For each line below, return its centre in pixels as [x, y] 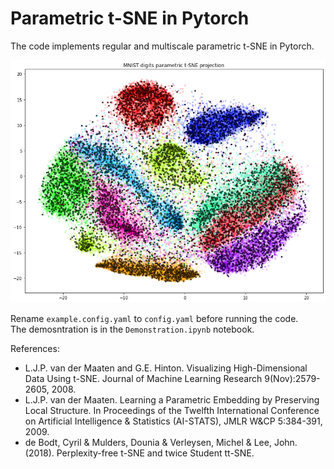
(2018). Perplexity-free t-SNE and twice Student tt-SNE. [139, 453]
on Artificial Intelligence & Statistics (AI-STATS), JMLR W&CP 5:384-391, [173, 421]
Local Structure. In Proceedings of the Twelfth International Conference [172, 410]
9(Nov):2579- [292, 378]
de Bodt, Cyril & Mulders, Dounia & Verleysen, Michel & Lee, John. [161, 442]
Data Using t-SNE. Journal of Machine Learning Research [143, 378]
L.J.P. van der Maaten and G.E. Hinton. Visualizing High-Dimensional [166, 368]
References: [35, 348]
